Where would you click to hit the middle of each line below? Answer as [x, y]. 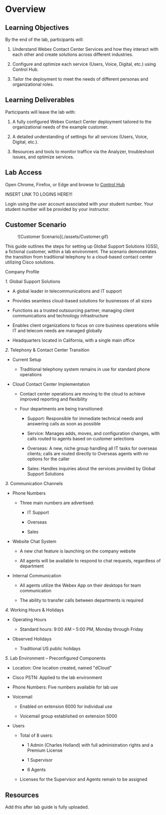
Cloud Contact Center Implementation [51, 384]
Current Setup [27, 360]
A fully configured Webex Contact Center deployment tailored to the [82, 122]
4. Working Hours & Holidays [35, 610]
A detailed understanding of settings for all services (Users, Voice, [80, 136]
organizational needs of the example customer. [60, 127]
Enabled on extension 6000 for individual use [66, 706]
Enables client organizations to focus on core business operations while [85, 325]
